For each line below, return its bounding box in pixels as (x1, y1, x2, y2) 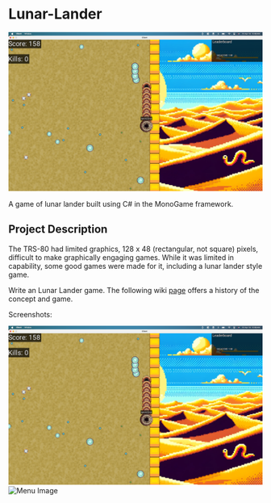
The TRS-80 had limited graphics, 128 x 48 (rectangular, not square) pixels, (8, 244, 259, 254)
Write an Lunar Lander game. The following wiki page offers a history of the (8, 285, 260, 295)
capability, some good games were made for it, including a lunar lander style (8, 261, 263, 270)
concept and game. (8, 294, 73, 304)
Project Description (8, 223, 108, 237)
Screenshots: (8, 309, 52, 319)
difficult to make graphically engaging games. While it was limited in (8, 252, 235, 262)
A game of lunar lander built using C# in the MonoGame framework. (8, 199, 234, 208)
